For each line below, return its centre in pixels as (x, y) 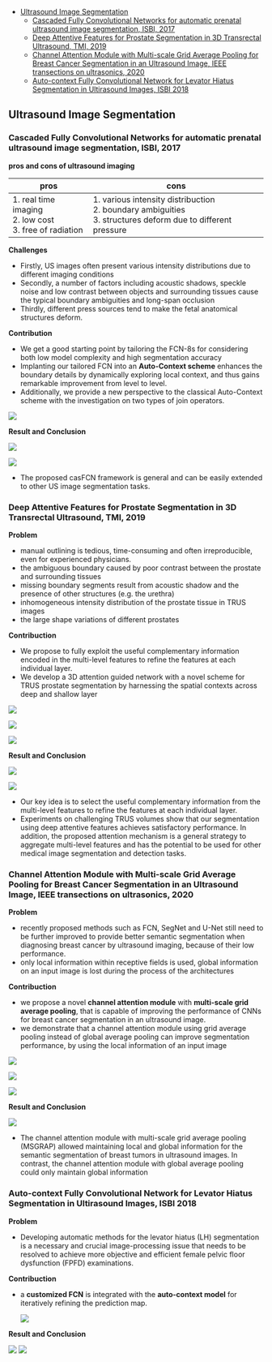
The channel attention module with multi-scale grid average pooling (133, 1138)
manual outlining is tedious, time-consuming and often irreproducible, (136, 550)
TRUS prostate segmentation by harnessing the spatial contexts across (138, 685)
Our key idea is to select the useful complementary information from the (140, 801)
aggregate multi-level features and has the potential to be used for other (140, 844)
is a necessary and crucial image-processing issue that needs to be (133, 1245)
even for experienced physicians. (76, 559)
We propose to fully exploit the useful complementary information (130, 651)
